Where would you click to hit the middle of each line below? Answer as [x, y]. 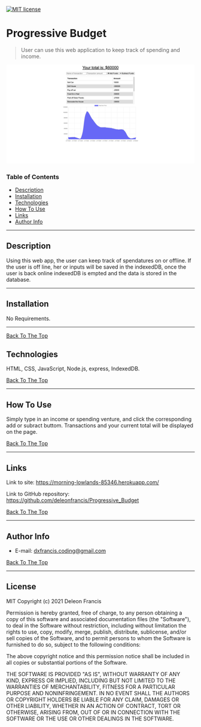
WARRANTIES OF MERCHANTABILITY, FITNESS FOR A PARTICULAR [91, 687]
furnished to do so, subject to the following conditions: [73, 644]
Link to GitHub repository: [38, 494]
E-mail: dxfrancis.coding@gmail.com [60, 550]
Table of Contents [33, 177]
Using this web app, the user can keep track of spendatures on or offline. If [99, 260]
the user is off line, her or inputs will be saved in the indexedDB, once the [96, 267]
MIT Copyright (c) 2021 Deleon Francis [54, 601]
